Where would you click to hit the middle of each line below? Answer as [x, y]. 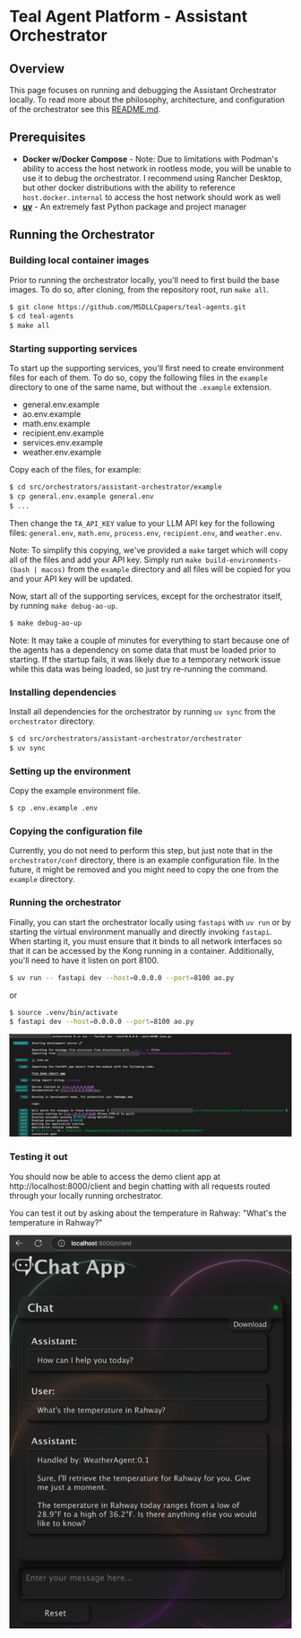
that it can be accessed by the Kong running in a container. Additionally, [142, 950]
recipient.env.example [63, 433]
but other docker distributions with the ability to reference [129, 187]
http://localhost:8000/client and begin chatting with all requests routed [140, 1186]
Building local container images [79, 260]
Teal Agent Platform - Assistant [129, 17]
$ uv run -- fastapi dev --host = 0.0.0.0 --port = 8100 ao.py [122, 978]
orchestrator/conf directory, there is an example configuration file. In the [144, 860]
